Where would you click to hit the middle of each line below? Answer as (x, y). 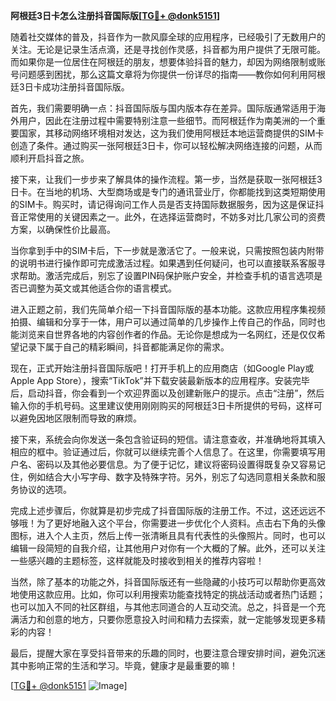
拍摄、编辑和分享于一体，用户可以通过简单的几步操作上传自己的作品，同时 (163, 322)
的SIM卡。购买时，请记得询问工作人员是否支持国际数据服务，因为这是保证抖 (167, 204)
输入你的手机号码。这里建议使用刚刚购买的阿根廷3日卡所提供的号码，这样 (162, 405)
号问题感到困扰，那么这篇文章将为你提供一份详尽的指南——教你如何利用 (159, 74)
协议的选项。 (45, 489)
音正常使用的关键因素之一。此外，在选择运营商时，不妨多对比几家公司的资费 (168, 217)
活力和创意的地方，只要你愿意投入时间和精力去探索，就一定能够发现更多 (167, 619)
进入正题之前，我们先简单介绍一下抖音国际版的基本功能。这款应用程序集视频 (168, 309)
